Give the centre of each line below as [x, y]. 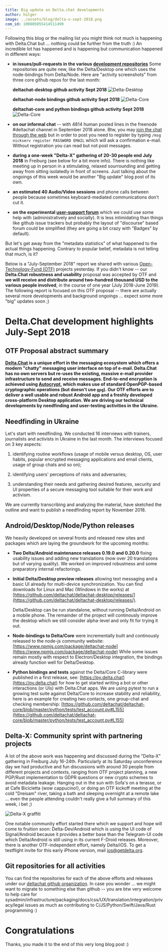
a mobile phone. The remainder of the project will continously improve [85, 615]
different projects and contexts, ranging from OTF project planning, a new [81, 772]
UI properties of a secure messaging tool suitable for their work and [82, 490]
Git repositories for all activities [55, 866]
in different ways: [23, 54]
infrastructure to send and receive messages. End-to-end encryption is [81, 379]
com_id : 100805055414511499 [35, 24]
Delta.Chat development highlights [79, 322]
